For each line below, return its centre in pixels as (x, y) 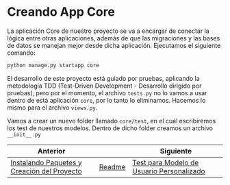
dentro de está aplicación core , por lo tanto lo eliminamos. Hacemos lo (106, 100)
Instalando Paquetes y (46, 162)
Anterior (51, 151)
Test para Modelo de (166, 162)
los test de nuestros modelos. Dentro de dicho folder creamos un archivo (110, 128)
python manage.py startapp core (53, 65)
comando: (21, 53)
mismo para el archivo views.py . (52, 108)
